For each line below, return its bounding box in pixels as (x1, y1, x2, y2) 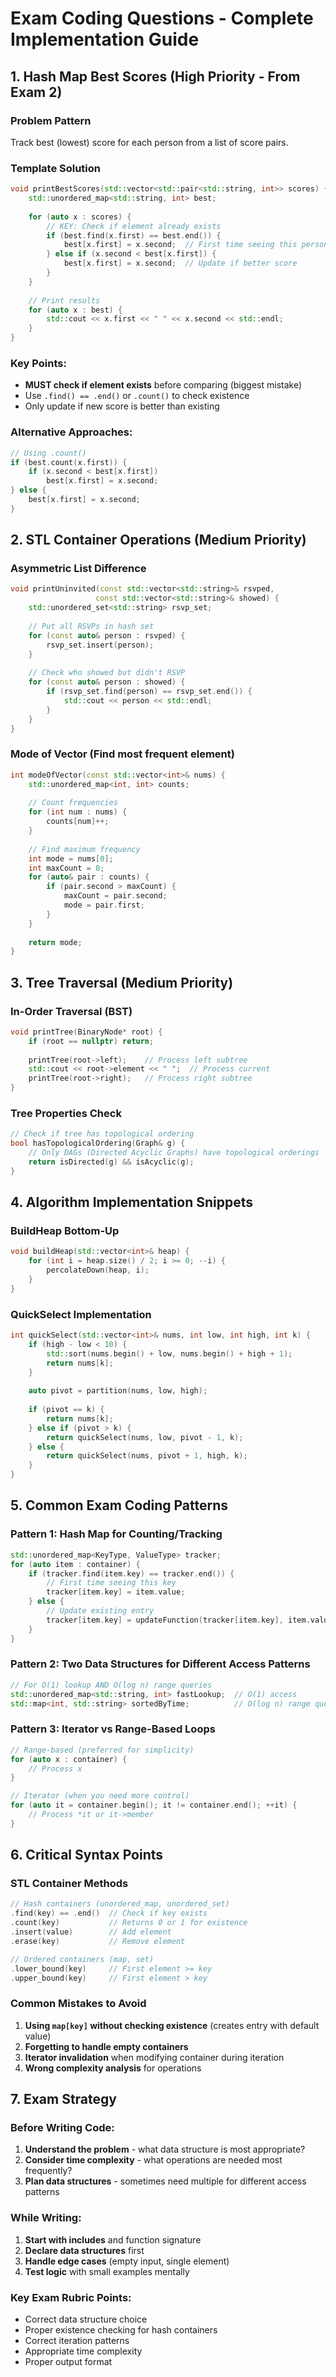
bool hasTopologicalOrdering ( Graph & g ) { (10, 1138, 186, 1149)
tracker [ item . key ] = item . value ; (46, 1587, 186, 1597)
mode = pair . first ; (63, 900, 145, 910)
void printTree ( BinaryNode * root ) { (10, 1027, 163, 1037)
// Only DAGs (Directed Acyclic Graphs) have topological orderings (28, 1148, 320, 1158)
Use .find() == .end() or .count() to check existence (24, 390, 250, 402)
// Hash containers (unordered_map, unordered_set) (10, 1899, 230, 1909)
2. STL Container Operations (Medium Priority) (10, 532, 307, 549)
